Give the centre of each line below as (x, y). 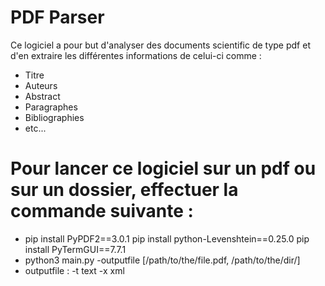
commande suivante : (102, 211)
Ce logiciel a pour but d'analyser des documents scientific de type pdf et (160, 45)
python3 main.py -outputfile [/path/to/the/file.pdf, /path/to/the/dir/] (162, 260)
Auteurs (41, 85)
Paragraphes (51, 107)
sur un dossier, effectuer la (124, 190)
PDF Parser (57, 17)
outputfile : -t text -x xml (74, 270)
